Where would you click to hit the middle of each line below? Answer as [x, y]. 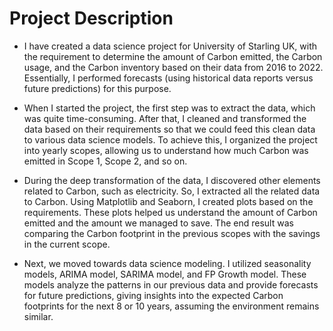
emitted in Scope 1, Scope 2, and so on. [105, 161]
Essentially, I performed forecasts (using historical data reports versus [168, 78]
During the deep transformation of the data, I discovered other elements [172, 180]
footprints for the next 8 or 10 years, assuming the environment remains [171, 306]
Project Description [91, 18]
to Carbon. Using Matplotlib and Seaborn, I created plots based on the [168, 201]
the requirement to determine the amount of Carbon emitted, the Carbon [173, 56]
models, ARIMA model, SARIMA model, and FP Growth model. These [165, 274]
